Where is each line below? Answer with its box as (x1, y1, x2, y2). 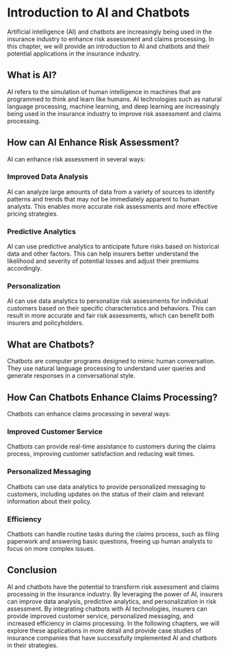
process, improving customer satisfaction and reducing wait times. (7, 450, 195, 458)
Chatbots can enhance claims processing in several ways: (7, 410, 171, 418)
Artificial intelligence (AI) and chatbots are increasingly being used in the (7, 27, 212, 36)
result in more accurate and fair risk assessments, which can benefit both (7, 311, 214, 320)
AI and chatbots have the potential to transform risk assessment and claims (7, 583, 220, 591)
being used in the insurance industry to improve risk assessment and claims (7, 109, 221, 117)
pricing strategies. (7, 210, 58, 218)
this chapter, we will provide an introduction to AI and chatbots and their (7, 42, 210, 50)
